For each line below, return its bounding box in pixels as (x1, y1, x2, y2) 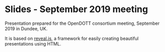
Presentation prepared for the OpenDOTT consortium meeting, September (5, 20, 160, 26)
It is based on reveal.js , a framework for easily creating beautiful (5, 35, 139, 41)
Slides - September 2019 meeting (5, 4, 148, 15)
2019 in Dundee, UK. (5, 25, 48, 31)
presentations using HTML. (5, 40, 61, 46)
